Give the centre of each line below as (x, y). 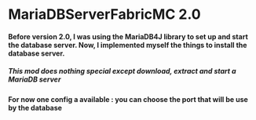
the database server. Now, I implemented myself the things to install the (128, 45)
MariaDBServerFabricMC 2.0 (105, 15)
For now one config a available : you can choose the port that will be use (128, 99)
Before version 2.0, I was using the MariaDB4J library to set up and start (128, 36)
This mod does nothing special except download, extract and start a (123, 71)
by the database (35, 107)
